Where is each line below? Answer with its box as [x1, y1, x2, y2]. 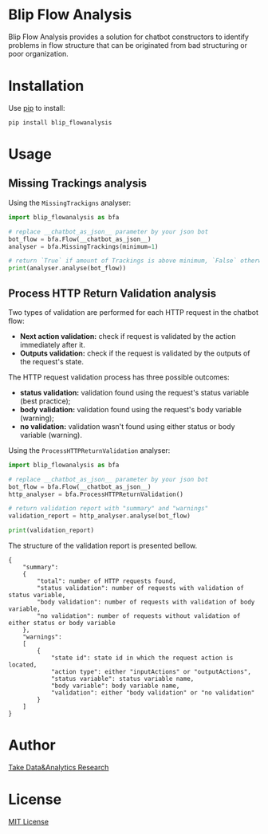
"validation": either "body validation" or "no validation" [50, 689, 255, 697]
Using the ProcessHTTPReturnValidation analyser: [8, 445, 171, 455]
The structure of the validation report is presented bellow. [8, 541, 198, 551]
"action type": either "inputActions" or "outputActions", [50, 668, 251, 676]
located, [8, 661, 37, 669]
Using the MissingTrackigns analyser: [8, 198, 132, 207]
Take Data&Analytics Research [8, 763, 109, 772]
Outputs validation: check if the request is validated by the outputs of [19, 348, 250, 358]
